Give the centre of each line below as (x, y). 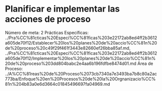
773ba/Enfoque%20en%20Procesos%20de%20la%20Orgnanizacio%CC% (81, 79)
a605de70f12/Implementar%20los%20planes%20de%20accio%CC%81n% (81, 58)
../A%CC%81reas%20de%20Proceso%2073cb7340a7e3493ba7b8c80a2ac (81, 74)
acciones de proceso (48, 19)
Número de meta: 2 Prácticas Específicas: (47, 32)
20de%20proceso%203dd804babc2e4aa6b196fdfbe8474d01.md (71, 63)
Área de (145, 63)
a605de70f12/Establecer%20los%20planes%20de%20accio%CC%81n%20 (81, 43)
